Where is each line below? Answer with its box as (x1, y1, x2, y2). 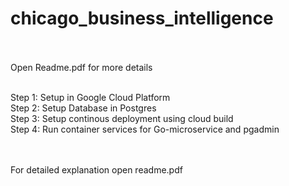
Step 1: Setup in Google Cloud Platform (10, 91, 171, 103)
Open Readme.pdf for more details (10, 61, 153, 73)
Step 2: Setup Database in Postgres (10, 102, 157, 114)
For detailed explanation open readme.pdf (10, 163, 183, 176)
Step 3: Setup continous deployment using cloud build (10, 112, 234, 124)
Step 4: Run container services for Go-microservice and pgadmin (10, 123, 280, 135)
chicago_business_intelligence (10, 7, 274, 30)
